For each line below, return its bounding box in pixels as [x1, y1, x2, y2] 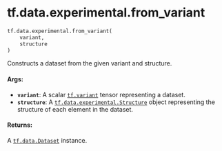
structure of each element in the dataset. [17, 105, 133, 113]
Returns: [7, 121, 33, 129]
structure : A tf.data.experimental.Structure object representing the [17, 98, 216, 106]
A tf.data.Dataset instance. [7, 136, 88, 144]
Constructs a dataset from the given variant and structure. [7, 59, 172, 68]
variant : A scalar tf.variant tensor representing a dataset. [17, 90, 186, 99]
